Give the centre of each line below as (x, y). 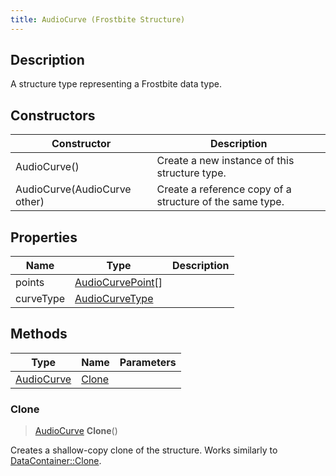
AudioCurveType (114, 299)
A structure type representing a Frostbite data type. (116, 84)
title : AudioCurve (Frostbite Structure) (98, 19)
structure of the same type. (220, 202)
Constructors (53, 115)
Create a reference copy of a (224, 189)
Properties (44, 237)
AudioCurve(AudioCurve (73, 189)
